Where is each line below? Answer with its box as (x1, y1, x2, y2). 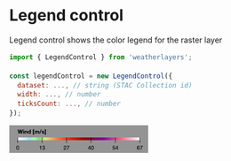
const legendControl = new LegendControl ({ (9, 72, 173, 80)
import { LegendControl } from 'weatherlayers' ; (9, 52, 193, 62)
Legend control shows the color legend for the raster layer (9, 34, 223, 45)
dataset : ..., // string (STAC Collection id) (17, 80, 193, 89)
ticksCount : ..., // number (17, 99, 122, 109)
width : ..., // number (17, 90, 101, 99)
